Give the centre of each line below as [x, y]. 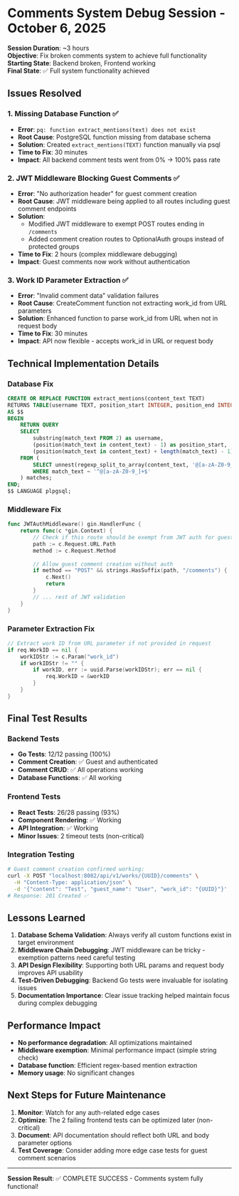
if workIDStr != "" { [52, 663]
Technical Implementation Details [83, 364]
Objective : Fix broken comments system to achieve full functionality [107, 56]
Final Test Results [47, 718]
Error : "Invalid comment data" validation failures [88, 296]
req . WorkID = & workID [78, 677]
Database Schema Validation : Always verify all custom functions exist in [124, 935]
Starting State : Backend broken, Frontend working [82, 63]
